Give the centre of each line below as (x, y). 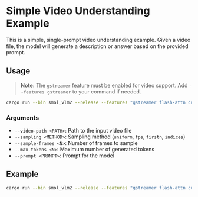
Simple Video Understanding (78, 11)
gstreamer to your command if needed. (94, 91)
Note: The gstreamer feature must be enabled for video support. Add (104, 85)
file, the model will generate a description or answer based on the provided (97, 46)
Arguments (23, 118)
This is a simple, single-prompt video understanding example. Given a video (98, 40)
